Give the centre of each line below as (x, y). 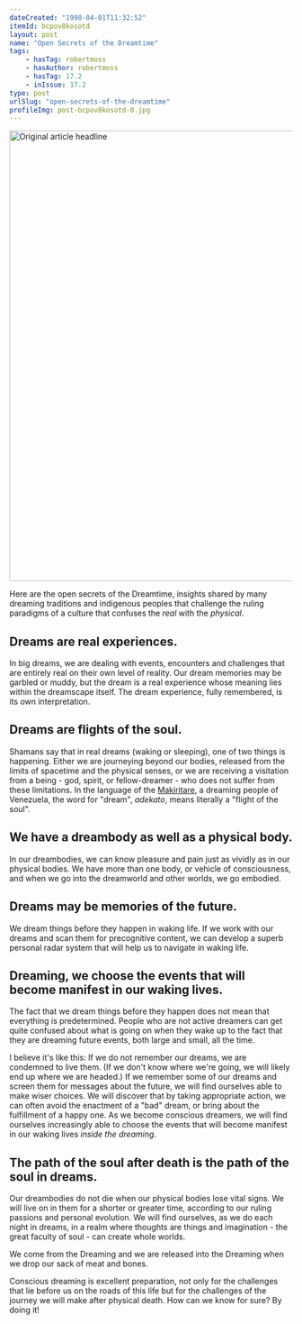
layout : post (34, 34)
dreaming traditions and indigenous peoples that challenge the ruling (137, 604)
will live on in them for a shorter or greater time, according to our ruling (141, 1208)
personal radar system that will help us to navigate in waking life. (129, 947)
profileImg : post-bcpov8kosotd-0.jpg (80, 110)
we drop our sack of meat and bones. (79, 1264)
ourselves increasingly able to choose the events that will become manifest (148, 1125)
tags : (19, 51)
